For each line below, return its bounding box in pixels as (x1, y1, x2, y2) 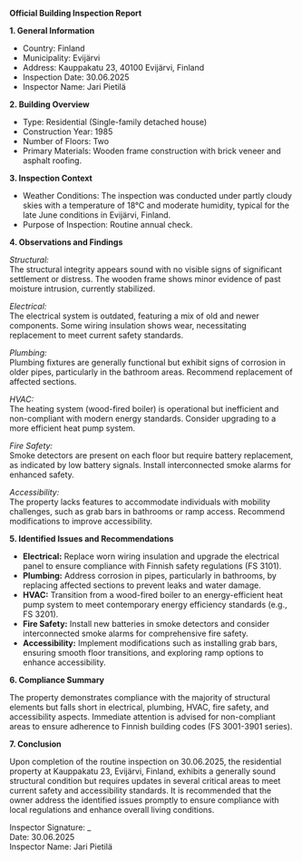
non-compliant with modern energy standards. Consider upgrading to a (9, 413, 277, 424)
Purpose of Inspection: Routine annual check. (22, 220, 193, 230)
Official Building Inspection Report (9, 8, 142, 18)
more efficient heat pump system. (9, 423, 136, 434)
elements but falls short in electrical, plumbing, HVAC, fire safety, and (9, 702, 269, 712)
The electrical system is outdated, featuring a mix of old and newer (9, 310, 260, 321)
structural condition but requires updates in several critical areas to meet (9, 776, 281, 786)
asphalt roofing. (22, 155, 83, 166)
